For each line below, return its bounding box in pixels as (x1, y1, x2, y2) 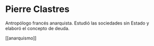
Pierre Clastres (5, 3, 70, 15)
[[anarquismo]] (5, 35, 37, 41)
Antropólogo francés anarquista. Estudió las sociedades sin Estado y (5, 20, 149, 26)
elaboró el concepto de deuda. (5, 25, 70, 31)
